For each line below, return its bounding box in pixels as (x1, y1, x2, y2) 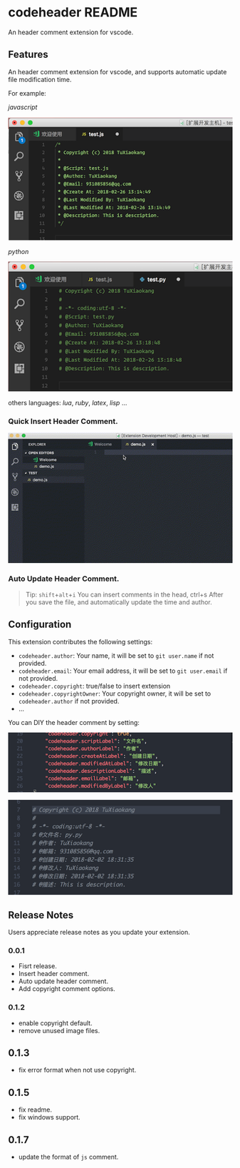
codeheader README (8, 4, 138, 21)
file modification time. (8, 75, 72, 83)
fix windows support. (18, 1113, 80, 1122)
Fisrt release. (18, 962, 58, 970)
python (8, 248, 29, 256)
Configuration (8, 619, 72, 631)
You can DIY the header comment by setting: (8, 718, 140, 726)
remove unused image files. (18, 1026, 100, 1035)
